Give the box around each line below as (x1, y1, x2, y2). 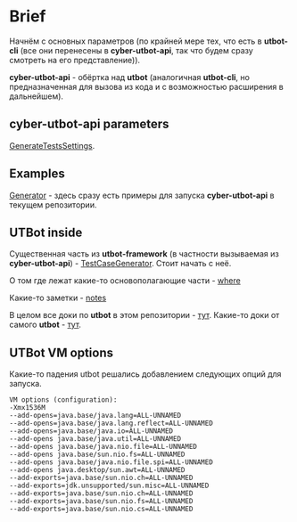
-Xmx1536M (9, 404, 46, 412)
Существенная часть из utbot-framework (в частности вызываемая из (9, 249, 279, 259)
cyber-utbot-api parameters (9, 117, 169, 132)
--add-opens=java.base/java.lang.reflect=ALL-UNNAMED (9, 419, 214, 428)
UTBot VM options (9, 345, 114, 360)
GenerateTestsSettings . (9, 140, 95, 151)
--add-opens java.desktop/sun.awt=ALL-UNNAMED (9, 466, 186, 475)
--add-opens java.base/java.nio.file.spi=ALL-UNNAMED (9, 458, 214, 467)
